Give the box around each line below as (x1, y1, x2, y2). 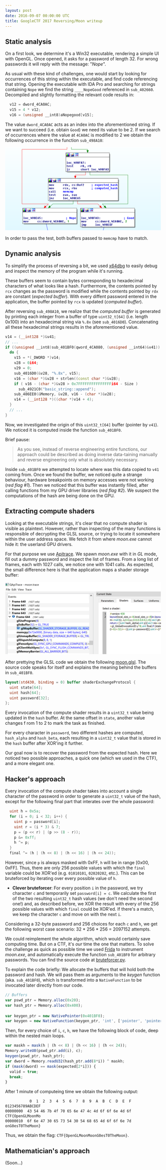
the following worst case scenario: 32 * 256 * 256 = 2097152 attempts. (5, 926, 151, 932)
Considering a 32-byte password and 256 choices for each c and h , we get (5, 921, 158, 927)
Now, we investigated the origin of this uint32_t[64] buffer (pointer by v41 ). (5, 421, 159, 427)
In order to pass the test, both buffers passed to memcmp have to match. (5, 235, 148, 241)
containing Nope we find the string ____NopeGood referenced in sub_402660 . (5, 87, 155, 93)
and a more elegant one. (5, 760, 55, 766)
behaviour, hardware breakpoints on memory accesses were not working (5, 476, 154, 483)
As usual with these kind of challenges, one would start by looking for (5, 71, 147, 77)
